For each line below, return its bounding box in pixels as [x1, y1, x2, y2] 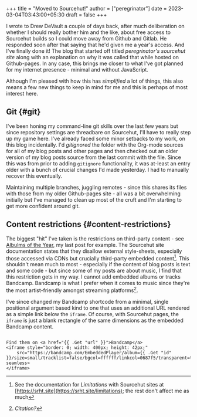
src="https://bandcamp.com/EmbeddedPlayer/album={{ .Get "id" [16, 350, 172, 355]
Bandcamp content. [6, 323, 54, 330]
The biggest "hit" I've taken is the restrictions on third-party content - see [6, 235, 185, 242]
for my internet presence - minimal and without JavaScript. [6, 66, 148, 73]
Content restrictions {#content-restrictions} [6, 219, 171, 229]
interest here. [6, 90, 39, 97]
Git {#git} [6, 107, 41, 117]
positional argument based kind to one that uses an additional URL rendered [6, 304, 190, 311]
